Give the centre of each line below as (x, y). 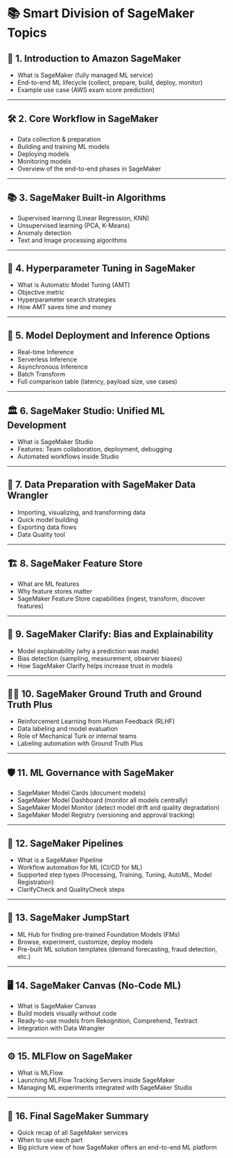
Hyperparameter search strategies (67, 300)
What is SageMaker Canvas (57, 1005)
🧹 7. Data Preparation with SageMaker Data (102, 485)
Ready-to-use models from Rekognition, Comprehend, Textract (107, 1021)
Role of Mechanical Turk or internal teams (77, 736)
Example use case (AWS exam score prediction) (86, 90)
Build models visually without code (67, 1013)
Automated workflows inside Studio (68, 457)
